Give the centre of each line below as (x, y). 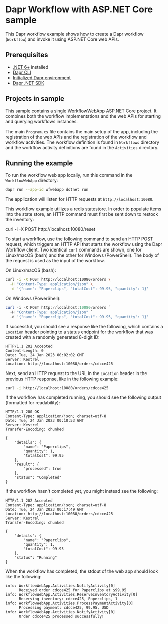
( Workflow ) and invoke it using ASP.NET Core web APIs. (62, 39)
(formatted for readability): (33, 403)
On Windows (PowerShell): (33, 298)
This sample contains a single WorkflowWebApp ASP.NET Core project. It (81, 111)
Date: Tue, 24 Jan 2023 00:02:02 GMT (45, 355)
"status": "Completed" (38, 478)
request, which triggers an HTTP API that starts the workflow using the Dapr (84, 244)
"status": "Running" (36, 558)
